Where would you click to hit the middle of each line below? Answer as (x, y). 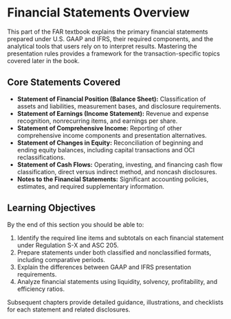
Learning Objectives (52, 208)
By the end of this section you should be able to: (76, 224)
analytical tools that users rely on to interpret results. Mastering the (102, 46)
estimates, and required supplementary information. (91, 186)
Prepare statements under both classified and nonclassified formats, (114, 252)
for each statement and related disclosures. (69, 309)
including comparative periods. (61, 259)
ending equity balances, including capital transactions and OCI (106, 150)
